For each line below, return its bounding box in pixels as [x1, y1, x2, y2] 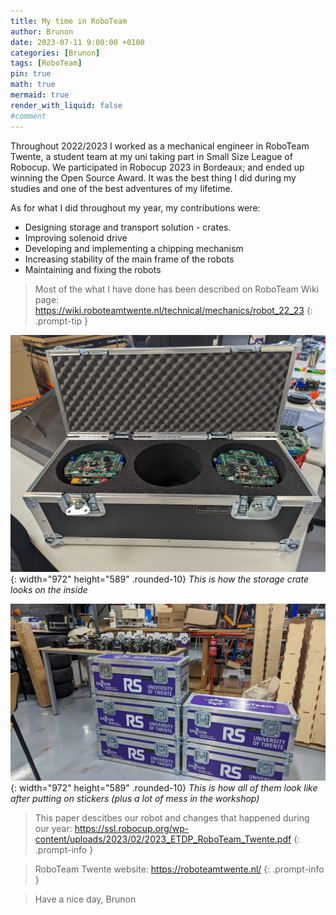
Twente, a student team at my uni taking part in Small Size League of [10, 150, 293, 162]
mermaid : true [10, 90, 70, 100]
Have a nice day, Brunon [34, 893, 137, 905]
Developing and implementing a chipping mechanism [24, 242, 244, 254]
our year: [34, 823, 73, 835]
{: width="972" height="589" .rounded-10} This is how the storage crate [10, 573, 309, 585]
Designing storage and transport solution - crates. [24, 221, 232, 233]
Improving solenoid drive [24, 231, 128, 244]
